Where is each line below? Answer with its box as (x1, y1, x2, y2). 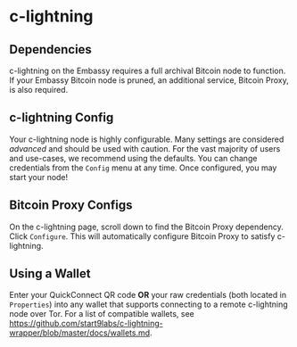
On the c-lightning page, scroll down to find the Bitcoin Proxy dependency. (9, 221, 284, 232)
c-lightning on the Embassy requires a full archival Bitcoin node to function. (9, 65, 286, 76)
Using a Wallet (9, 266, 91, 282)
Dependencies (9, 42, 92, 57)
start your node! (9, 171, 69, 182)
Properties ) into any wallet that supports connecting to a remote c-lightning (9, 299, 288, 310)
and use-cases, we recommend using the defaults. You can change (9, 153, 258, 163)
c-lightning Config (9, 110, 114, 126)
